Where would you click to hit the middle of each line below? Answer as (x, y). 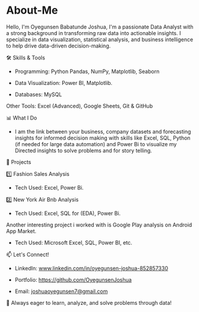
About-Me (32, 10)
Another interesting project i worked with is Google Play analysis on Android (99, 225)
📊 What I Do (22, 118)
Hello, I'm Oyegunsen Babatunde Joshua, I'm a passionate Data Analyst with (100, 27)
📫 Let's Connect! (28, 254)
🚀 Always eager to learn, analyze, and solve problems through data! (89, 302)
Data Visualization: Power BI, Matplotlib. (64, 83)
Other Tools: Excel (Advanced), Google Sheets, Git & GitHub (80, 106)
